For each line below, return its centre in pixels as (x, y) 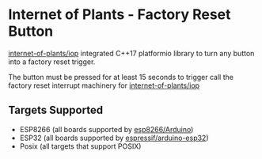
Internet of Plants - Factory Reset (120, 15)
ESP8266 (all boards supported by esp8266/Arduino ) (106, 129)
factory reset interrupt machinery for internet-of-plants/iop (104, 85)
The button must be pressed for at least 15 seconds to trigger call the (121, 77)
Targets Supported (56, 110)
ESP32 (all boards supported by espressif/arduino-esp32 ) (114, 138)
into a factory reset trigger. (52, 62)
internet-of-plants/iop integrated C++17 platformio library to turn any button (131, 53)
